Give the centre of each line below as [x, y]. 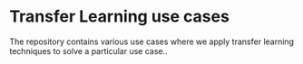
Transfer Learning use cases [119, 17]
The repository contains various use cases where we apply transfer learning [152, 41]
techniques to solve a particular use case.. [88, 50]
